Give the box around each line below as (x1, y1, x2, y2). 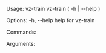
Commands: (6, 28, 37, 36)
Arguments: (6, 40, 36, 47)
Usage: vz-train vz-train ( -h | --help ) (6, 5, 101, 12)
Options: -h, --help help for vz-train (6, 17, 95, 23)
